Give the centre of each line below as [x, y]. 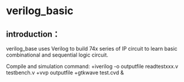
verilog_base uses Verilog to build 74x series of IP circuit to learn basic [92, 49]
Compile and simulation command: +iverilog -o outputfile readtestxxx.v [92, 66]
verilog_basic [40, 11]
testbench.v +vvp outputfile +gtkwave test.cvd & [65, 73]
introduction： [33, 34]
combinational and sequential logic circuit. [57, 55]
